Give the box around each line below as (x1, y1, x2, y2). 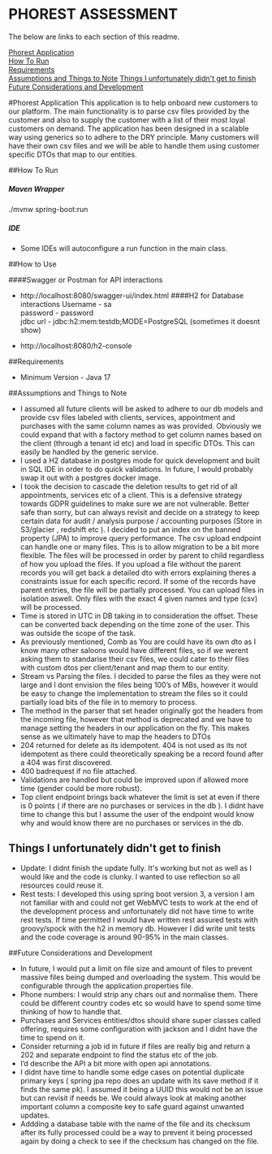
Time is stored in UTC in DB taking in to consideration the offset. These (19, 611, 258, 620)
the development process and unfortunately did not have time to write (19, 906, 254, 916)
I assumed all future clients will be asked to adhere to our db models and (19, 404, 264, 413)
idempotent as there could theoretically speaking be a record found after (19, 749, 264, 759)
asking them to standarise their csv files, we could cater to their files (19, 654, 249, 663)
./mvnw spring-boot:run (8, 204, 89, 214)
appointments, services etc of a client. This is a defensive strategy (19, 490, 243, 499)
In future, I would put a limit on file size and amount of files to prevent (19, 963, 253, 973)
